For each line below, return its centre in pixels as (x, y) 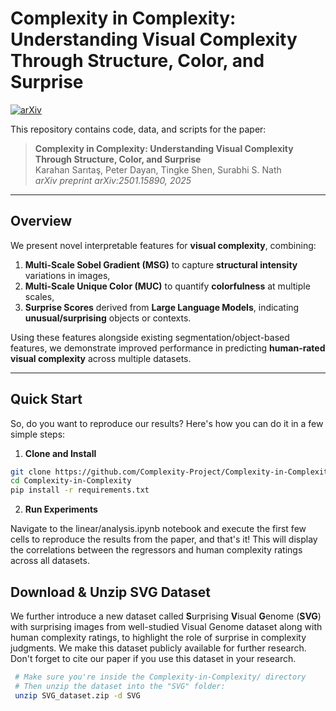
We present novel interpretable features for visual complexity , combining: (163, 245)
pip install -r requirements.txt (80, 490)
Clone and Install (60, 453)
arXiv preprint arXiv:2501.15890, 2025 (113, 180)
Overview (41, 221)
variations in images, (67, 275)
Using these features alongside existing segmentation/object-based (150, 337)
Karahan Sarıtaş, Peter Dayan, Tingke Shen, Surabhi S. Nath (158, 169)
